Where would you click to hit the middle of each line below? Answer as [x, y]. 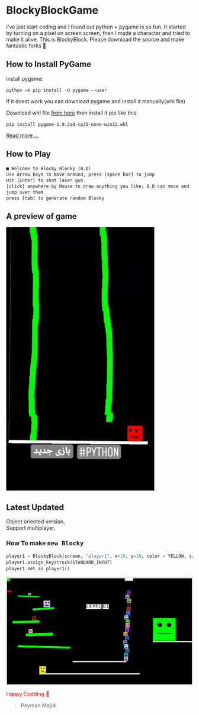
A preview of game [41, 216]
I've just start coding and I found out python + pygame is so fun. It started [96, 27]
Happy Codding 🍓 [28, 694]
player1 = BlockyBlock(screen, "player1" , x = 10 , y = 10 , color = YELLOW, [96, 556]
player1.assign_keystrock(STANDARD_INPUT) [59, 563]
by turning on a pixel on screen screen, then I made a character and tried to [98, 33]
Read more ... [23, 135]
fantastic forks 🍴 [26, 46]
